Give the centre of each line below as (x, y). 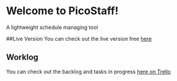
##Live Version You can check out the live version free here (79, 38)
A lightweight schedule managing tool (52, 27)
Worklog (22, 57)
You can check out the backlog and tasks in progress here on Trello (89, 72)
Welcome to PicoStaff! (62, 11)
